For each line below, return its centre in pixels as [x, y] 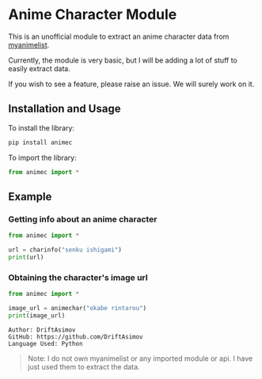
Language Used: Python [46, 343]
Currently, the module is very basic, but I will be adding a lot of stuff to [123, 60]
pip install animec [40, 142]
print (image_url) [37, 315]
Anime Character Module [93, 15]
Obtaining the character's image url [78, 277]
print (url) [26, 257]
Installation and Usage [65, 109]
